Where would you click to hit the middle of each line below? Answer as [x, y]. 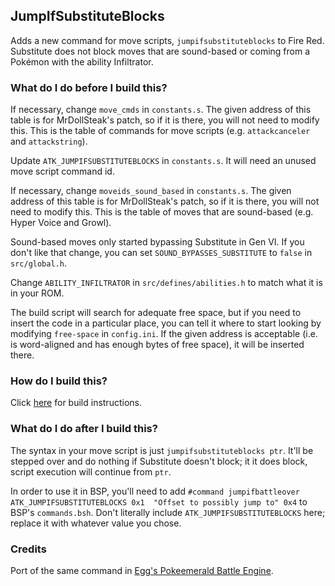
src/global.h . [38, 263]
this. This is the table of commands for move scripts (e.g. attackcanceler [160, 131]
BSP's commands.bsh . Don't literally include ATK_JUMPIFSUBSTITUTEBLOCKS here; [168, 512]
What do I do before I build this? [89, 87]
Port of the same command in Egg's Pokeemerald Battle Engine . [142, 570]
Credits [28, 549]
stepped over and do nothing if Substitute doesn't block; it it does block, [159, 461]
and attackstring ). [49, 141]
